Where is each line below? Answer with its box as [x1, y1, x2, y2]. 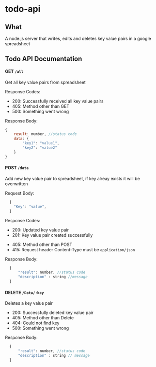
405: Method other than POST [12, 242, 73, 247]
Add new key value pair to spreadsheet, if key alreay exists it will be [5, 175, 140, 181]
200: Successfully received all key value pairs [12, 98, 104, 104]
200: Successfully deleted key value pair [12, 310, 94, 315]
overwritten [5, 181, 28, 187]
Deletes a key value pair [5, 300, 53, 306]
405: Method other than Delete [12, 315, 74, 321]
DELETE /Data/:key [5, 289, 44, 295]
